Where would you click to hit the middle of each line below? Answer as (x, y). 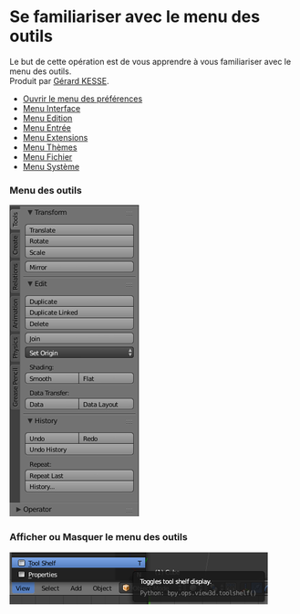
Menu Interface (52, 108)
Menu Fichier (47, 156)
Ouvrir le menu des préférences (83, 99)
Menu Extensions (55, 137)
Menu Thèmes (50, 147)
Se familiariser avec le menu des (135, 17)
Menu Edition (47, 118)
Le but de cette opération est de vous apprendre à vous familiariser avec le (150, 61)
